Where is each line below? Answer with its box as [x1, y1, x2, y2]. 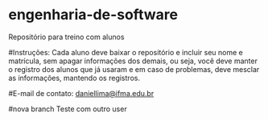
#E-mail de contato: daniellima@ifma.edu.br [8, 88, 155, 98]
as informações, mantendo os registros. [8, 73, 141, 82]
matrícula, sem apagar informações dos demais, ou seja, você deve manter [8, 56, 258, 66]
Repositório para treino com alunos [8, 32, 125, 42]
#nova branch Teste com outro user [8, 104, 127, 114]
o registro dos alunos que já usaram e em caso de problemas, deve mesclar [8, 64, 260, 74]
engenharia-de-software [8, 6, 179, 24]
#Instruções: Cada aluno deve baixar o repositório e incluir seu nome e [8, 47, 243, 57]
